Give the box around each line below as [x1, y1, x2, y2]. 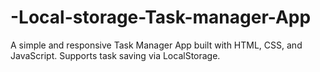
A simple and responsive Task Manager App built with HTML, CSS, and [10, 39, 303, 51]
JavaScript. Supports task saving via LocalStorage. [10, 49, 221, 61]
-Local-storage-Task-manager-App [10, 6, 312, 29]
